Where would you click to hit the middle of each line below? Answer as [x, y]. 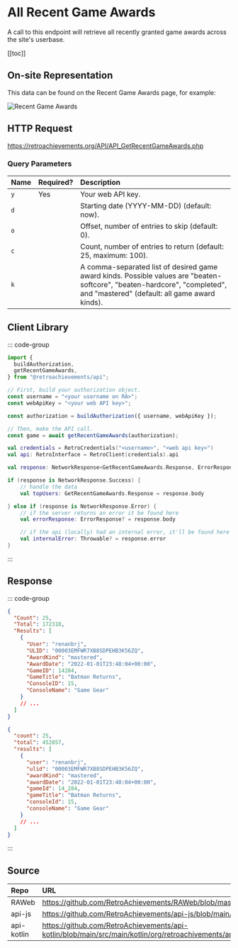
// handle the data [49, 487]
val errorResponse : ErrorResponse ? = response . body [98, 519]
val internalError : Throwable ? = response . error [93, 539]
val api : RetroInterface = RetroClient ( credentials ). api [93, 455]
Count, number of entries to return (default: [152, 247]
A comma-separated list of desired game [149, 266]
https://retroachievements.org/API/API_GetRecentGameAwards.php [106, 145]
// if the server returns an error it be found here [100, 513]
